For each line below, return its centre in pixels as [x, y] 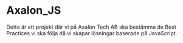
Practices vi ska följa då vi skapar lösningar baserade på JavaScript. [92, 33]
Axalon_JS [34, 10]
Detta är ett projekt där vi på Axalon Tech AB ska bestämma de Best [91, 27]
